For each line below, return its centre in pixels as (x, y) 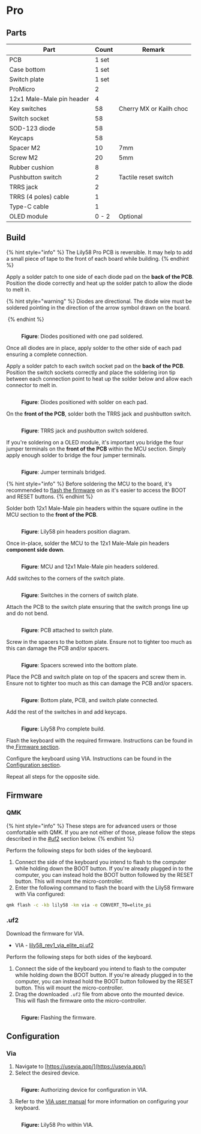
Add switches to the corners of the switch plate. (65, 578)
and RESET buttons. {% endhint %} (50, 496)
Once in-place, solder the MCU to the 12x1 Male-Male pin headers (88, 543)
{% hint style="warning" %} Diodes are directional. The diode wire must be (99, 301)
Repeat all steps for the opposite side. (53, 776)
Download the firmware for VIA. (45, 933)
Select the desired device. (47, 1073)
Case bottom (28, 70)
